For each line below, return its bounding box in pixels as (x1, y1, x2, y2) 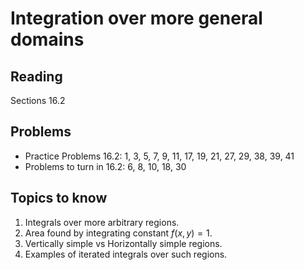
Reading (10, 68, 63, 85)
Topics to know (10, 190, 108, 207)
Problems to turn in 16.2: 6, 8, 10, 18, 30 (24, 160, 187, 172)
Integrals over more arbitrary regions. (24, 216, 180, 228)
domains (10, 28, 85, 51)
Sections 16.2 (10, 95, 66, 106)
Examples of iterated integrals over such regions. (24, 248, 228, 260)
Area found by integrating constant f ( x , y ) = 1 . (24, 227, 213, 239)
